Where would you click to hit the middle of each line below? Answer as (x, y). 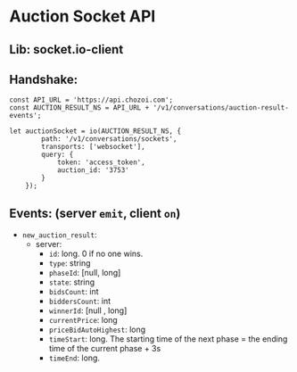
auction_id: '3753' (93, 170)
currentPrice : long (83, 320)
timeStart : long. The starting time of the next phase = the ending (168, 339)
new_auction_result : (59, 235)
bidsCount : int (74, 292)
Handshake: (44, 79)
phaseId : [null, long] (85, 273)
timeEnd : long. (74, 358)
